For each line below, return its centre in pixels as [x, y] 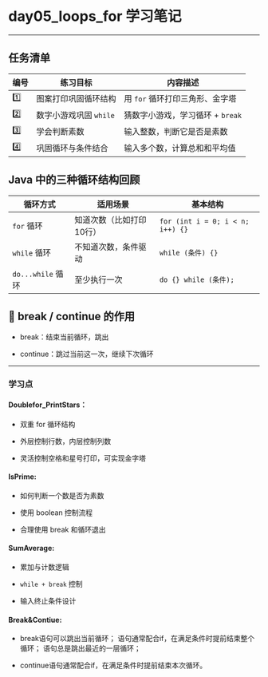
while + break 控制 [51, 584]
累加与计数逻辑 [44, 567]
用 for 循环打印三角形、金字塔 [180, 99]
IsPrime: [23, 477]
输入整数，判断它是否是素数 [176, 132]
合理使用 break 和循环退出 [63, 529]
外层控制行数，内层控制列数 [65, 441]
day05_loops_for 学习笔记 [95, 16]
